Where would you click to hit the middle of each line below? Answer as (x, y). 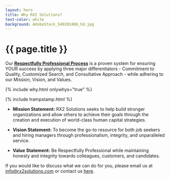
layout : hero (19, 10)
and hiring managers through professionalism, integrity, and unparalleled (89, 135)
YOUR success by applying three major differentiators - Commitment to (80, 69)
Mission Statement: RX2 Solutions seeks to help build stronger (79, 109)
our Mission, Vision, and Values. (39, 80)
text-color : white (25, 19)
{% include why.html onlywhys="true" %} (49, 89)
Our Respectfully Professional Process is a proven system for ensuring (80, 64)
